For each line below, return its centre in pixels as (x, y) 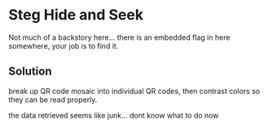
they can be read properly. (53, 100)
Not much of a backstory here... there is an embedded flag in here (119, 37)
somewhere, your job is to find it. (64, 45)
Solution (30, 72)
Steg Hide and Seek (76, 15)
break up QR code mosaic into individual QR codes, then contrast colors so (134, 91)
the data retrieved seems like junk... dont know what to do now (114, 115)
